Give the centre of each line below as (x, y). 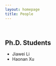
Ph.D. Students (28, 43)
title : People (19, 14)
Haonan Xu (23, 59)
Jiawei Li (21, 54)
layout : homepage (22, 9)
